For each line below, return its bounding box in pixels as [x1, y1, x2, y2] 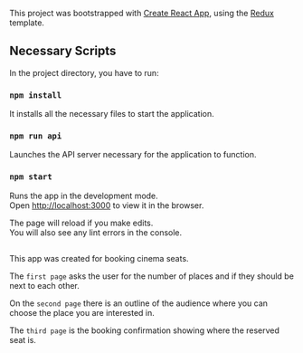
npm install [9, 90, 62, 100]
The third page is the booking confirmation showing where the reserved [9, 325, 280, 336]
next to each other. [9, 281, 80, 291]
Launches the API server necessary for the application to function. [9, 149, 257, 160]
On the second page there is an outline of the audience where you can [9, 298, 269, 309]
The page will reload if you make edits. [9, 217, 154, 228]
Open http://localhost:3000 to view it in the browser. [9, 199, 204, 211]
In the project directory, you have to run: [9, 67, 160, 78]
